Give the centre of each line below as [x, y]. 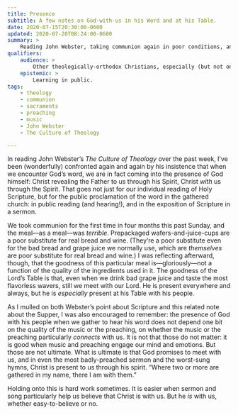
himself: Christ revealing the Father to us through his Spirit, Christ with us [114, 182]
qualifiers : [25, 54]
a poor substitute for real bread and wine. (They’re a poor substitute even [114, 240]
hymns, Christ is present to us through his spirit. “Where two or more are [113, 367]
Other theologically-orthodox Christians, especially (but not [128, 67]
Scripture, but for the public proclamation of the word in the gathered [108, 197]
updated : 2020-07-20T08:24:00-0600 [60, 34]
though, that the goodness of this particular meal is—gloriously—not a [110, 263]
